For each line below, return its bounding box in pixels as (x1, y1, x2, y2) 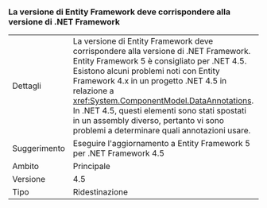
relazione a (72, 86, 114, 97)
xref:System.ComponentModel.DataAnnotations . (72, 95, 254, 106)
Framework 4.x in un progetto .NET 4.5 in (72, 75, 227, 87)
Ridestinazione (72, 187, 129, 198)
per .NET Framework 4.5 (72, 148, 165, 159)
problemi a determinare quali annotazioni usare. (72, 125, 251, 137)
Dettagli (12, 80, 41, 91)
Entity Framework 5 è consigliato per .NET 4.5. (72, 56, 247, 67)
